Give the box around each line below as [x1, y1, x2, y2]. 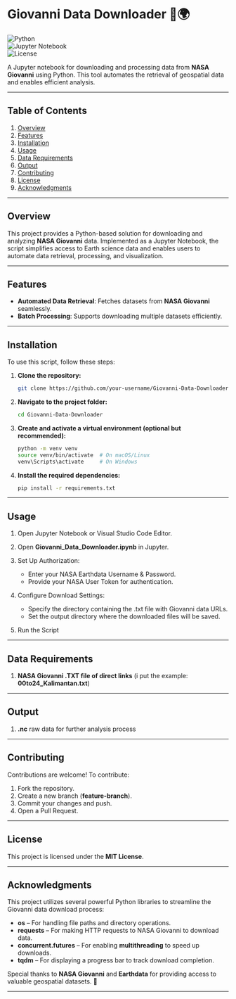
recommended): [17, 431, 67, 440]
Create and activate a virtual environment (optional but [17, 424, 181, 432]
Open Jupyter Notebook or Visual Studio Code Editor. [17, 529, 173, 537]
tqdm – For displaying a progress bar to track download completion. [17, 956, 214, 965]
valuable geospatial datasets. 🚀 [7, 977, 98, 986]
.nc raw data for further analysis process [17, 725, 136, 733]
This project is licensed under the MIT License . [7, 852, 144, 860]
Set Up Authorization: [17, 556, 80, 565]
